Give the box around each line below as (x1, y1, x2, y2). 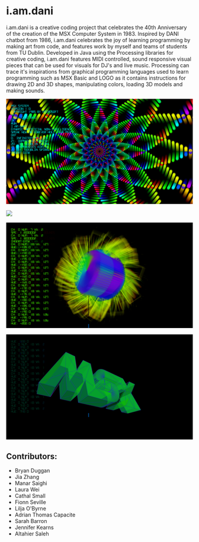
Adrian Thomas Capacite (14, 511, 76, 518)
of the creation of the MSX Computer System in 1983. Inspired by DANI (6, 30, 179, 37)
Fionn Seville (14, 499, 46, 506)
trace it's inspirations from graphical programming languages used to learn (6, 68, 189, 75)
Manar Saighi (14, 480, 47, 487)
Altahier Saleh (14, 530, 49, 537)
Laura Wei (14, 486, 40, 493)
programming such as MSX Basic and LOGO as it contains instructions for (6, 74, 187, 81)
